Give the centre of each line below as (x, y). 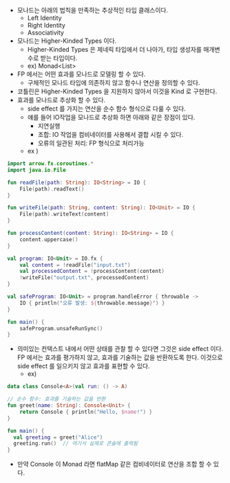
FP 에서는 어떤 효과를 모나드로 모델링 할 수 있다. (81, 74)
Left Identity (44, 18)
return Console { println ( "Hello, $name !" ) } (86, 412)
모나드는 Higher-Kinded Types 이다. (67, 41)
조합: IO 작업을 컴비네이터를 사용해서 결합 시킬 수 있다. (111, 134)
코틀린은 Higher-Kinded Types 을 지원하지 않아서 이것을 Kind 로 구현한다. (117, 91)
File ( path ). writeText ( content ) (64, 214)
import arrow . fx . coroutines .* (51, 164)
